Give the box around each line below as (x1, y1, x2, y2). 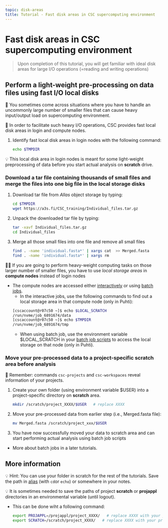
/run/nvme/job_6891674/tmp (12, 322, 69, 327)
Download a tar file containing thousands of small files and (5, 174, 151, 181)
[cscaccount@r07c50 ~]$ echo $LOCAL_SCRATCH (12, 308, 107, 313)
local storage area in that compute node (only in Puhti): (19, 298, 133, 304)
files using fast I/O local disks (5, 88, 99, 97)
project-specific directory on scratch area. (12, 392, 101, 399)
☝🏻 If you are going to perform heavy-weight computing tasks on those (5, 262, 152, 268)
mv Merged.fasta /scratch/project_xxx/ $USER (12, 421, 107, 426)
